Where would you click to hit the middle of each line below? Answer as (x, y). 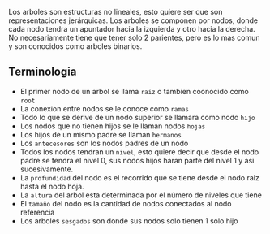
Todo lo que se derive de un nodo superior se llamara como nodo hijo (137, 117)
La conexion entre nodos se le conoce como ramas (104, 108)
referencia (37, 212)
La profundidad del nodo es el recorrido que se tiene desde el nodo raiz (139, 177)
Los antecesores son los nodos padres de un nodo (104, 143)
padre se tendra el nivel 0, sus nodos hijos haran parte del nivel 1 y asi (137, 160)
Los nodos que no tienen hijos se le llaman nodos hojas (113, 126)
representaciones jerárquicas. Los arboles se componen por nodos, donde (133, 20)
